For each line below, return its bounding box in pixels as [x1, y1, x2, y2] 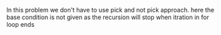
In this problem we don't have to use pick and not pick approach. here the [6, 6, 215, 14]
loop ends [6, 21, 35, 28]
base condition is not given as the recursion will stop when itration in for [6, 13, 209, 21]
